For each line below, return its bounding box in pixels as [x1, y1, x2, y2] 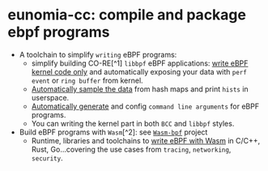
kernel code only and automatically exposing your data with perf [31, 66, 248, 76]
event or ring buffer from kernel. [31, 75, 143, 85]
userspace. [31, 92, 70, 102]
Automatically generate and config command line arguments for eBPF [31, 101, 260, 111]
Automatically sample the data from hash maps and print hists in [31, 83, 249, 94]
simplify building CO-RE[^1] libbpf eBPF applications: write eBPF [31, 58, 249, 68]
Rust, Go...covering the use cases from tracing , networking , [31, 144, 232, 154]
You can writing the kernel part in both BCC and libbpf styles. [31, 118, 235, 128]
